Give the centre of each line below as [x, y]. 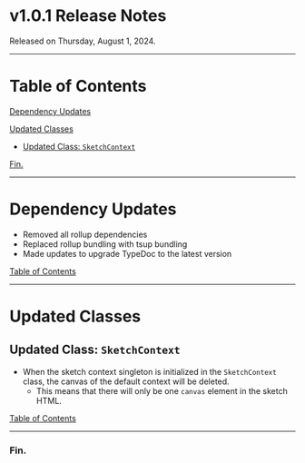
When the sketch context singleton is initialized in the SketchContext [149, 371]
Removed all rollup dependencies [85, 234]
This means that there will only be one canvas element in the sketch [162, 390]
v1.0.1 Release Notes [88, 16]
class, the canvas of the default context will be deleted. [126, 381]
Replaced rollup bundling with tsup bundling [105, 244]
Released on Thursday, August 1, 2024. [83, 41]
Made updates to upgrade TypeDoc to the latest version [127, 253]
